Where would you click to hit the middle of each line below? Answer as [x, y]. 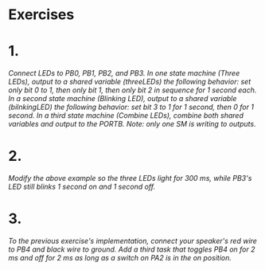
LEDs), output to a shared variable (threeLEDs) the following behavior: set [130, 82]
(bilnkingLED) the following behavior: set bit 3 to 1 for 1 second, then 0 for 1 [131, 107]
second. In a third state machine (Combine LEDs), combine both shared [126, 115]
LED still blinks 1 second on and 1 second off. [82, 187]
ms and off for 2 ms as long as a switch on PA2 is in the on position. [120, 258]
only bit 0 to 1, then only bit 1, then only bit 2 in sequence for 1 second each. [132, 90]
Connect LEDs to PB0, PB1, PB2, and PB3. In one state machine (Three [124, 73]
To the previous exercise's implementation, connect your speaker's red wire [132, 241]
